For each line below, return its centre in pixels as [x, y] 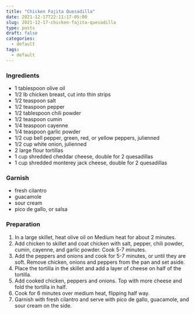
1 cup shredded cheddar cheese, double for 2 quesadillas [84, 156]
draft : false [22, 33]
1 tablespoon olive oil [40, 88]
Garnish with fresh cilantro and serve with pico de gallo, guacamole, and [102, 299]
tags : [13, 50]
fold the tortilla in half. [41, 287]
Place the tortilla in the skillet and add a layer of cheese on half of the [98, 268]
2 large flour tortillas [39, 150]
